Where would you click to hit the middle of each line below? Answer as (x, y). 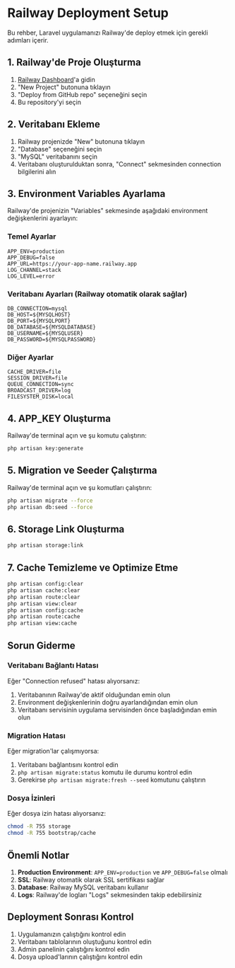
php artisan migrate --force (50, 501)
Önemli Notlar (38, 855)
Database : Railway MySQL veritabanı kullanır (83, 887)
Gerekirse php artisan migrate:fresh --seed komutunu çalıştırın (112, 780)
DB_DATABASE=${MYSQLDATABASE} (52, 327)
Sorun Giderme (41, 645)
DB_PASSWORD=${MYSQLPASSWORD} (52, 339)
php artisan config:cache (45, 610)
